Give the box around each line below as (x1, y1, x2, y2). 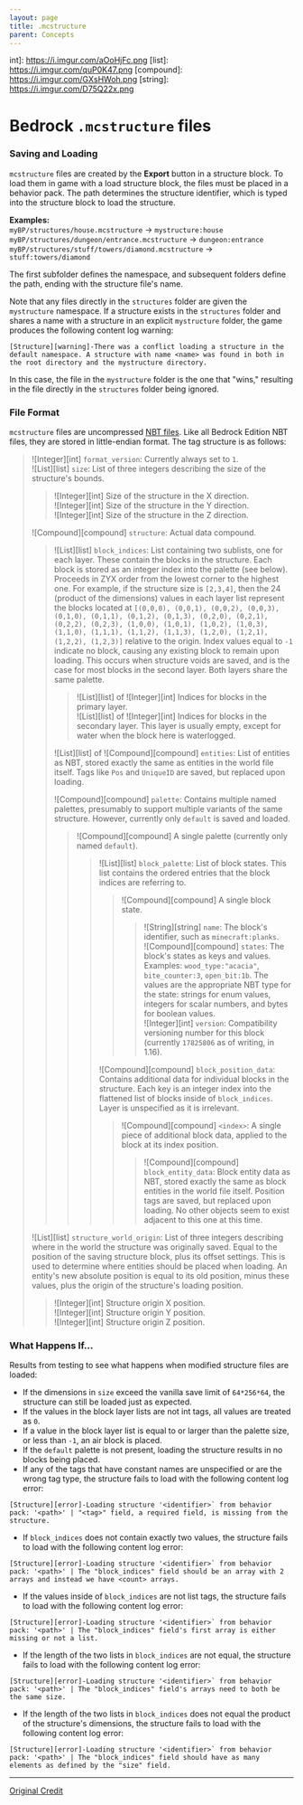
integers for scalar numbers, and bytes (143, 998, 289, 1009)
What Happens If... (9, 1339, 94, 1352)
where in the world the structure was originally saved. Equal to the (31, 1242, 278, 1252)
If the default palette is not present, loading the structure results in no (22, 1444, 283, 1456)
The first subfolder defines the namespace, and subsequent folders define (9, 269, 287, 279)
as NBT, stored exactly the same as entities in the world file (53, 757, 274, 769)
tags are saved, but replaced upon (143, 1195, 272, 1206)
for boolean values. (143, 1008, 216, 1019)
